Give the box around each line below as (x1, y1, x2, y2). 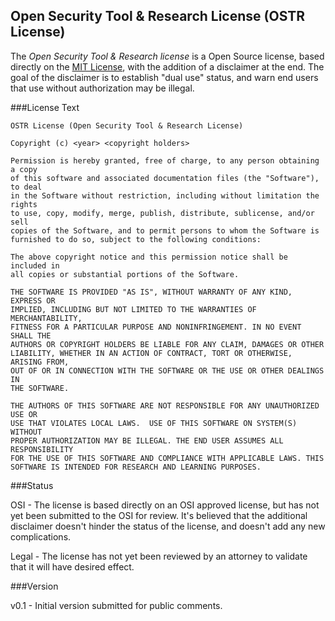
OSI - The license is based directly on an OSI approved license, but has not (10, 499, 320, 511)
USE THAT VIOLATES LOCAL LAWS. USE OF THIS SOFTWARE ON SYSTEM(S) (10, 418, 298, 428)
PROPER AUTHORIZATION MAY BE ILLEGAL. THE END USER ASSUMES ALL (10, 435, 284, 446)
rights (10, 199, 38, 209)
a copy (10, 164, 38, 174)
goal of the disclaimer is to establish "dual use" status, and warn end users (10, 71, 319, 83)
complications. (10, 530, 72, 543)
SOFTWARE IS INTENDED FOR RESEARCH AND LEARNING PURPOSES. (10, 462, 262, 472)
